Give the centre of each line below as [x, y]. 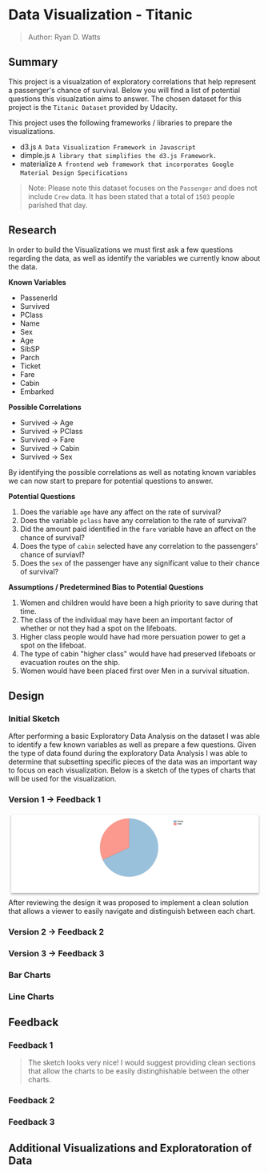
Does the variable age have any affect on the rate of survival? [120, 512]
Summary [33, 62]
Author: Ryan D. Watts [64, 37]
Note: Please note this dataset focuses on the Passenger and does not [142, 188]
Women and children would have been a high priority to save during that [139, 603]
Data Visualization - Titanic [101, 15]
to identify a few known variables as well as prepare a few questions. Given [132, 745]
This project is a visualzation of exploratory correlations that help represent [132, 81]
